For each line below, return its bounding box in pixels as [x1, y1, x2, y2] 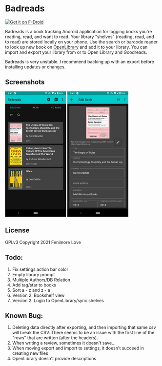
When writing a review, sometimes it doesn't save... [12, 340, 116, 346]
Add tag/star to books [12, 282, 56, 288]
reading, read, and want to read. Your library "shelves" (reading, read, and [5, 34, 155, 40]
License [5, 226, 30, 235]
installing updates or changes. [5, 64, 66, 70]
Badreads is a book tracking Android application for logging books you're [5, 28, 152, 34]
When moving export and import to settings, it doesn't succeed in [12, 345, 144, 351]
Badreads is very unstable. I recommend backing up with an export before [5, 59, 155, 64]
